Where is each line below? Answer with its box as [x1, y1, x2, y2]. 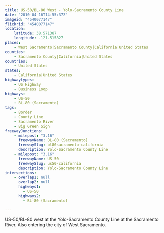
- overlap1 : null [14, 175, 50, 180]
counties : [5, 49, 26, 54]
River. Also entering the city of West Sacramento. [5, 221, 106, 228]
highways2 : [18, 193, 41, 198]
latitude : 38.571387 [14, 31, 57, 36]
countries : [5, 59, 28, 64]
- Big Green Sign [14, 124, 50, 129]
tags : [5, 105, 16, 110]
